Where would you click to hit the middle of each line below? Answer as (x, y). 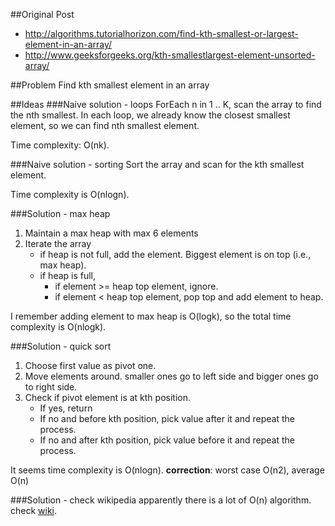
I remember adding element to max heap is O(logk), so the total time (151, 316)
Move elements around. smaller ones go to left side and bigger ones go (171, 376)
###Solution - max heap (60, 213)
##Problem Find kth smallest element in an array (110, 85)
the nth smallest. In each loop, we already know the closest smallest (150, 115)
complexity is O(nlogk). (58, 327)
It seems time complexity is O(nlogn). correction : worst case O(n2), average (167, 470)
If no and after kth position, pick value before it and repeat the (167, 440)
